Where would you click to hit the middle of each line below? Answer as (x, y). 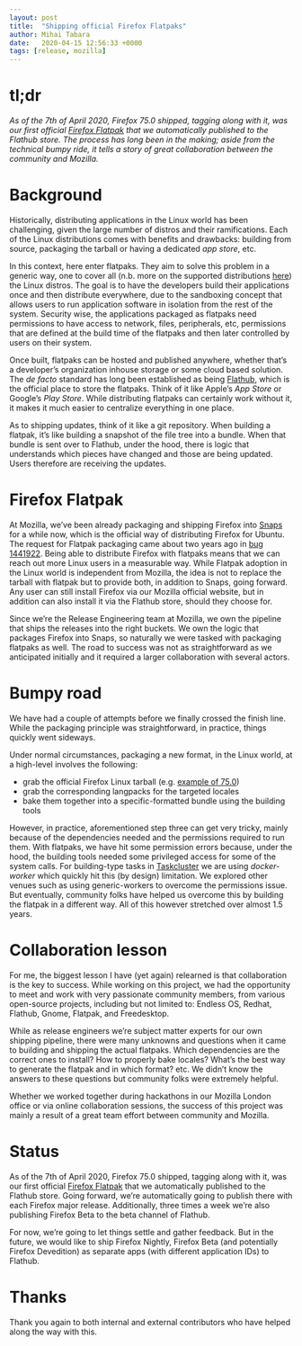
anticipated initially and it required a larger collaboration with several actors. (150, 657)
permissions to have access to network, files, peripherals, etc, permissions (148, 323)
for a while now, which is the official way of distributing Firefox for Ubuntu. (147, 534)
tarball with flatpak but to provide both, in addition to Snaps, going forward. (148, 582)
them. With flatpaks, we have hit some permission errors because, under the (151, 847)
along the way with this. (53, 1332)
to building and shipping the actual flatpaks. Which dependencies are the (145, 1050)
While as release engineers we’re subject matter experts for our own (136, 1030)
